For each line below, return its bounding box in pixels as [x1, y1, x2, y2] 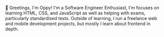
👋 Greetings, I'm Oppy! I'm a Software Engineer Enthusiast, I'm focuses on [5, 5, 159, 10]
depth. [5, 26, 19, 32]
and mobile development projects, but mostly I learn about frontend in [5, 20, 150, 26]
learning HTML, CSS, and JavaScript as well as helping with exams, [5, 10, 146, 16]
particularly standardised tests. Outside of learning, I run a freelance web [5, 15, 157, 21]
